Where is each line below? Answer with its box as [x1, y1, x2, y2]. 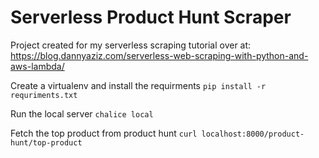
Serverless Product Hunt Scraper [10, 6, 292, 29]
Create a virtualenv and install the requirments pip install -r [10, 79, 267, 91]
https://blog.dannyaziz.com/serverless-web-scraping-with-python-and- [10, 49, 309, 61]
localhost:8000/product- [201, 129, 305, 139]
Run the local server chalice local [10, 107, 154, 120]
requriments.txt [10, 90, 78, 100]
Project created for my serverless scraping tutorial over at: [10, 39, 252, 51]
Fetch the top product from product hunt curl [10, 127, 198, 139]
